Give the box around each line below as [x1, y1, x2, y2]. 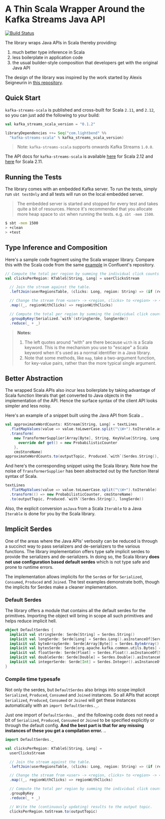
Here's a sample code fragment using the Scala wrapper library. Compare [5, 257, 155, 263]
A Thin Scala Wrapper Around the [5, 3, 145, 15]
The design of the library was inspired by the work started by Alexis [5, 74, 142, 80]
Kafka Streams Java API [5, 14, 106, 25]
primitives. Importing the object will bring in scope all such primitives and [5, 613, 153, 618]
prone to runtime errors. [5, 564, 54, 570]
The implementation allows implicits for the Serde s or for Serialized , [5, 574, 143, 580]
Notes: [17, 329, 31, 335]
